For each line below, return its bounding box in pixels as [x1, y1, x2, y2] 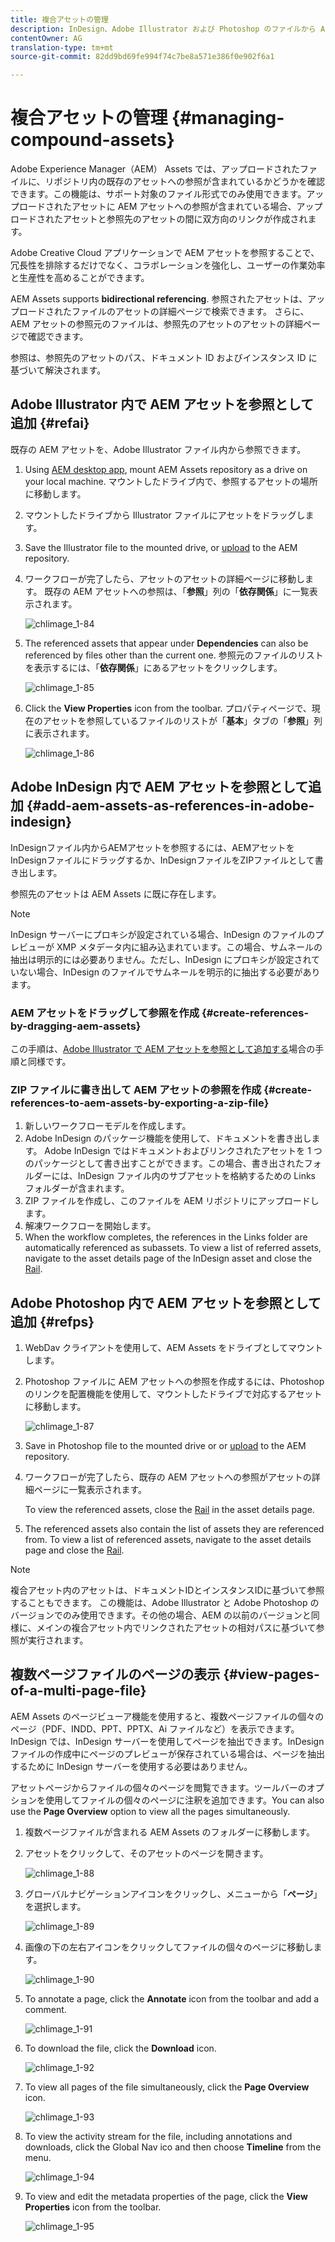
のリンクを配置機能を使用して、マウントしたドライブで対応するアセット [24, 1388, 323, 1400]
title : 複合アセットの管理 [10, 14, 109, 25]
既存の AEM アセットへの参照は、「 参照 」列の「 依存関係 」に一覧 [44, 585, 310, 597]
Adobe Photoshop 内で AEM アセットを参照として [10, 1294, 322, 1311]
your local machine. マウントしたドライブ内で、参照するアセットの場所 [24, 475, 318, 487]
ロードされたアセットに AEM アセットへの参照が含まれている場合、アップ [18, 201, 323, 213]
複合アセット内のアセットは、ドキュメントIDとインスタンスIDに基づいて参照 [10, 1584, 325, 1596]
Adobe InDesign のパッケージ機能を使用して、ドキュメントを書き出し [24, 1132, 312, 1145]
